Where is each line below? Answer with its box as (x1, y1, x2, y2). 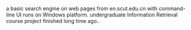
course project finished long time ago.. (6, 18, 100, 24)
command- (159, 5, 186, 12)
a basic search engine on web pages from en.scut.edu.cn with (6, 5, 158, 12)
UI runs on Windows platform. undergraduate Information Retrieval (16, 11, 178, 18)
